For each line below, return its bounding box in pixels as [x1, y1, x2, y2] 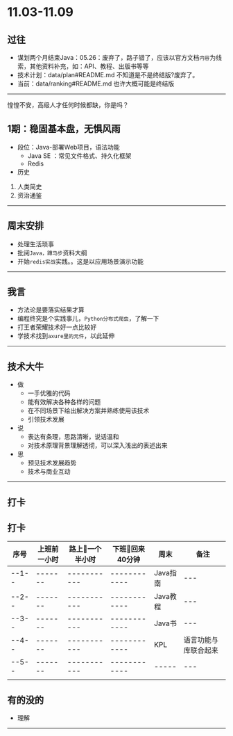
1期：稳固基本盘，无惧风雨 [7, 123, 121, 135]
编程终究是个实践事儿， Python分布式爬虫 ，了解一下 [17, 314, 159, 323]
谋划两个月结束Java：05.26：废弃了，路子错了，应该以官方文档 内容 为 [17, 54, 216, 61]
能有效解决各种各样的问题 [27, 398, 101, 406]
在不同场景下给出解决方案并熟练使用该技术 [27, 406, 150, 415]
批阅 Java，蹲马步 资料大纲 [17, 248, 87, 257]
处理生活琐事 [17, 239, 54, 248]
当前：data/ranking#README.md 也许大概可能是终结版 [17, 79, 175, 88]
